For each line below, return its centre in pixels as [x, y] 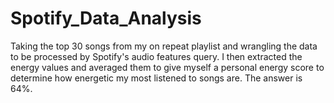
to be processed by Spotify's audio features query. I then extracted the [156, 56]
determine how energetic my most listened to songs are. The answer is [156, 78]
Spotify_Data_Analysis [106, 18]
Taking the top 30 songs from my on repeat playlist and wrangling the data [164, 46]
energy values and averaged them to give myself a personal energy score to [167, 67]
